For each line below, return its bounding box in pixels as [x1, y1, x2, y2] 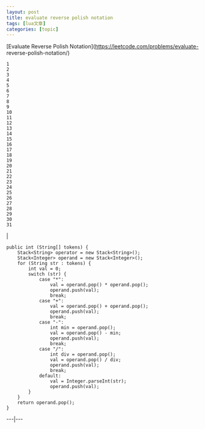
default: [38, 373, 62, 379]
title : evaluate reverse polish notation [6, 15, 113, 21]
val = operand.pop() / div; [49, 357, 121, 363]
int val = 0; [28, 266, 62, 272]
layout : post [6, 9, 40, 15]
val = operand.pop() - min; [49, 330, 121, 337]
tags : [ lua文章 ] [6, 20, 46, 26]
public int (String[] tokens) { [6, 244, 88, 251]
